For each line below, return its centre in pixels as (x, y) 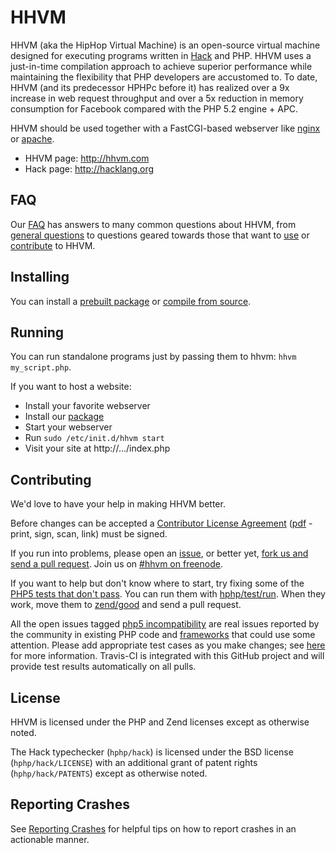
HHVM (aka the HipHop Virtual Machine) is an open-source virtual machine (165, 45)
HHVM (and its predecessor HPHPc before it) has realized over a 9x (150, 87)
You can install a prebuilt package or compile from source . (131, 301)
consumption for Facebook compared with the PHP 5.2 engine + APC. (154, 108)
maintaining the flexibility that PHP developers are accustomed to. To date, (164, 77)
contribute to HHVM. (53, 245)
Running (37, 332)
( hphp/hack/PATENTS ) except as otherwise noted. (109, 773)
